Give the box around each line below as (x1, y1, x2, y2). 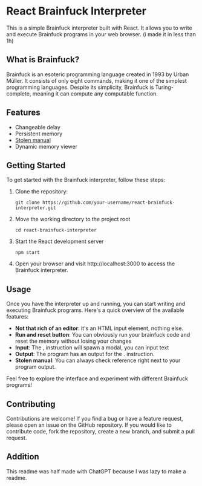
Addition (6, 452, 39, 462)
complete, (6, 89, 31, 97)
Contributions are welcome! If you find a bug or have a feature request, (6, 415, 183, 422)
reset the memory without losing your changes (15, 337, 132, 345)
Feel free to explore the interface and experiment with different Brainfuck (6, 375, 189, 382)
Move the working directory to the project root (15, 216, 131, 223)
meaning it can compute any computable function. (32, 89, 158, 97)
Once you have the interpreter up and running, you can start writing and (6, 300, 186, 308)
